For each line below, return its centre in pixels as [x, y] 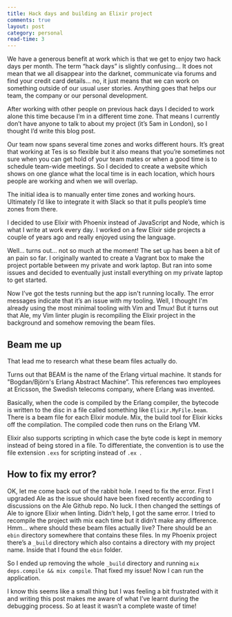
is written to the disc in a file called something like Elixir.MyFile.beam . [108, 410]
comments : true [29, 20]
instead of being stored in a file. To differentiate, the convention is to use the [116, 445]
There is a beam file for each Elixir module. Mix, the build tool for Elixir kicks [115, 417]
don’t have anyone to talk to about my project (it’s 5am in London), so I [107, 124]
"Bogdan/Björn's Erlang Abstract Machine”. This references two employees [114, 381]
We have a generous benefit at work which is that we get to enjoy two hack [114, 59]
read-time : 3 [26, 39]
